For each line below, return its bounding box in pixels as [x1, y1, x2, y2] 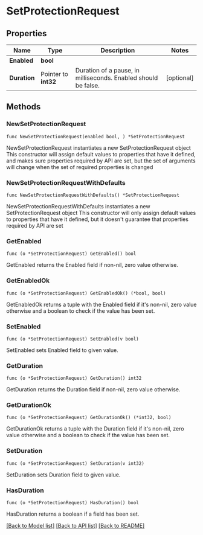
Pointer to [40, 70, 68, 78]
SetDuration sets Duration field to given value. [6, 471, 121, 478]
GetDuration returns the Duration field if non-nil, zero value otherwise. [6, 386, 181, 393]
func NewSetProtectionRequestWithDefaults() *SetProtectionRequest [6, 192, 180, 198]
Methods [6, 101, 41, 112]
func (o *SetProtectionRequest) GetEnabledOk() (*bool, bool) [6, 290, 166, 296]
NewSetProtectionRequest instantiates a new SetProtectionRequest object [6, 144, 192, 152]
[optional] [166, 74, 194, 82]
